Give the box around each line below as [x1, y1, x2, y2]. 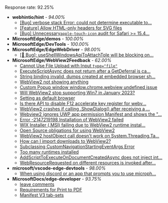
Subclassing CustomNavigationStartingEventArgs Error [19, 144, 135, 149]
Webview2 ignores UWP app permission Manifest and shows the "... [19, 111, 162, 117]
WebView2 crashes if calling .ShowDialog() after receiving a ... [19, 106, 150, 112]
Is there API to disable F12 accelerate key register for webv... [19, 100, 147, 106]
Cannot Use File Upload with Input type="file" [19, 63, 118, 69]
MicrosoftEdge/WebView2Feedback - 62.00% [12, 57, 112, 63]
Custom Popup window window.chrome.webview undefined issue [19, 84, 158, 90]
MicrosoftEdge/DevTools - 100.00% [12, 41, 89, 47]
